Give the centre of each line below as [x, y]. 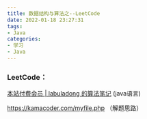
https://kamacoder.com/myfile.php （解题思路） [75, 108]
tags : [15, 26]
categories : [24, 39]
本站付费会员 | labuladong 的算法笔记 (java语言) [74, 94]
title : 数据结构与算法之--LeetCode [54, 13]
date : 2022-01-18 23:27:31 [45, 20]
